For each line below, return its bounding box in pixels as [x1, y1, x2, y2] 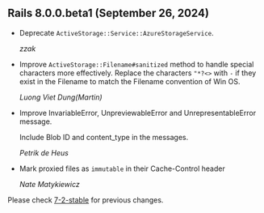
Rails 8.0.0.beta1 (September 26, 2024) [7, 6, 209, 20]
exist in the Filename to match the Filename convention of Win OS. [19, 76, 241, 86]
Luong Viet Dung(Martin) [19, 92, 103, 102]
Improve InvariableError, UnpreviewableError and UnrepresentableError [19, 108, 256, 117]
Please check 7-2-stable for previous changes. [7, 194, 164, 205]
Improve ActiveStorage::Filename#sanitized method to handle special [19, 59, 254, 69]
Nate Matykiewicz [19, 179, 80, 189]
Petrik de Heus [19, 147, 69, 157]
